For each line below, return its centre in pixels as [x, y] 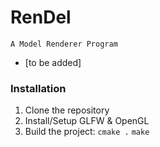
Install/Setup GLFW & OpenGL [87, 121]
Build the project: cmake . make [87, 132]
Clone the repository [67, 110]
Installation [38, 88]
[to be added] [53, 62]
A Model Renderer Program [64, 44]
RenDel [41, 17]
